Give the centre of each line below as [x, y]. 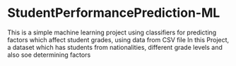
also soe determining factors [49, 55]
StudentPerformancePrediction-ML [114, 13]
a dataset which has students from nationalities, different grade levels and [115, 47]
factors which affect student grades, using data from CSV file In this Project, [118, 39]
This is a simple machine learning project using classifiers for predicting [112, 32]
